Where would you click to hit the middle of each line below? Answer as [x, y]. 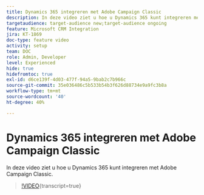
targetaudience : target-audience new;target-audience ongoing [87, 23]
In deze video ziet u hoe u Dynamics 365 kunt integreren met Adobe [92, 167]
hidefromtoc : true [29, 74]
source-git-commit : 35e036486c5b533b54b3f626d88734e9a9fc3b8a [87, 86]
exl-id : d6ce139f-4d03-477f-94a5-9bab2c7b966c [66, 80]
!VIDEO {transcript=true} [51, 185]
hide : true [20, 68]
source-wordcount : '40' [36, 97]
